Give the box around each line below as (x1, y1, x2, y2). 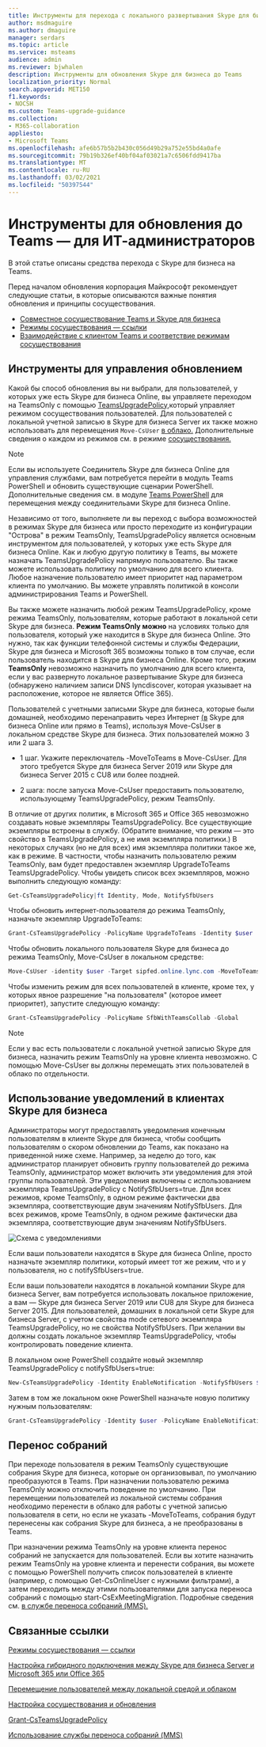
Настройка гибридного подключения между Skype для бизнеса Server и (8, 1661, 255, 1670)
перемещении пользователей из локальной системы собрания (8, 1494, 222, 1503)
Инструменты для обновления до (8, 215, 243, 233)
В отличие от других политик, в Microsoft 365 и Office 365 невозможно (8, 809, 249, 818)
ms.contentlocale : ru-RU (8, 166, 90, 174)
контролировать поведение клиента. (8, 1339, 133, 1349)
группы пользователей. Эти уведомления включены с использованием (8, 1175, 251, 1185)
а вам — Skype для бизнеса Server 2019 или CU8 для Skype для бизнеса (8, 1297, 255, 1307)
